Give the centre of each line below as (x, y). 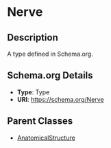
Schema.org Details (50, 75)
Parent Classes (40, 121)
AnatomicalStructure (46, 138)
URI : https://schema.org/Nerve (60, 99)
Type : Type (33, 92)
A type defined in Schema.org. (50, 54)
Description (33, 38)
